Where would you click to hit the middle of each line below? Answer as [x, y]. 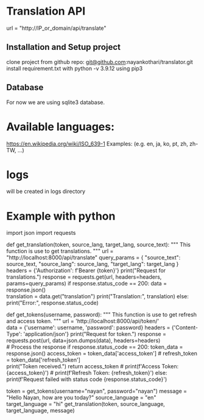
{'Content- [185, 327]
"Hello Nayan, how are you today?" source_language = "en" [81, 397]
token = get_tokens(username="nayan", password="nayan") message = [97, 391]
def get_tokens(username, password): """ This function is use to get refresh [101, 315]
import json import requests [41, 233]
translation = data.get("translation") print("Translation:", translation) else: [97, 296]
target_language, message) [40, 411]
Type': [14, 334]
